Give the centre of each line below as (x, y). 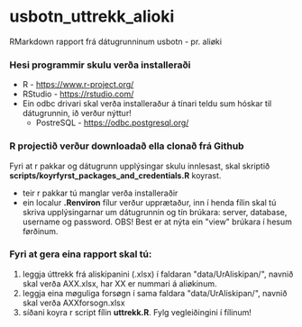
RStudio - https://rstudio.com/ (78, 94)
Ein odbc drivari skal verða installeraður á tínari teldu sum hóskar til (147, 104)
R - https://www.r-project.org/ (78, 85)
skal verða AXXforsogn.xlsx (73, 303)
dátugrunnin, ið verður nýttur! (77, 114)
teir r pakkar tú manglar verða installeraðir (100, 193)
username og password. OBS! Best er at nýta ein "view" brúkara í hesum (157, 222)
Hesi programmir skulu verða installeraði (100, 65)
